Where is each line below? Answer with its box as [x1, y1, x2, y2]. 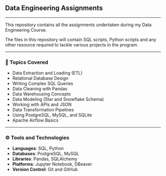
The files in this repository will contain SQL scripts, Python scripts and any [5, 37, 157, 43]
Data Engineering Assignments [5, 4, 103, 12]
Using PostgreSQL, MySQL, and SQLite [12, 112, 92, 118]
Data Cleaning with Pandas [12, 86, 68, 92]
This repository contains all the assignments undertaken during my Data [5, 22, 152, 28]
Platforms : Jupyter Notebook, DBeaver [12, 161, 92, 167]
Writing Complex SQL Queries [12, 81, 73, 87]
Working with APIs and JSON [12, 101, 72, 108]
